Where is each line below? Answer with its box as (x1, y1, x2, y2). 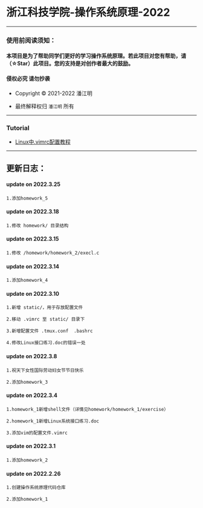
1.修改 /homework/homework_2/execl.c (6, 250, 100, 256)
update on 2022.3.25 (6, 180, 60, 188)
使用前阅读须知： (6, 36, 56, 44)
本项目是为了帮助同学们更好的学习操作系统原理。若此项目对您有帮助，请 (6, 52, 186, 59)
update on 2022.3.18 (6, 208, 59, 215)
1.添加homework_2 (6, 457, 48, 463)
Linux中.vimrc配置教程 (14, 138, 71, 145)
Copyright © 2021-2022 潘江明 (14, 89, 92, 97)
